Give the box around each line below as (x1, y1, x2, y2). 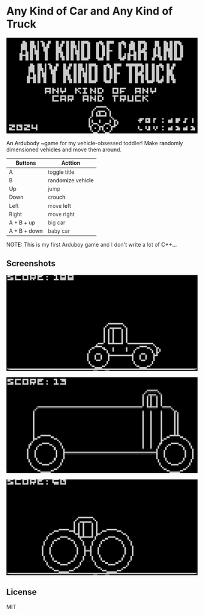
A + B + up (8, 219, 35, 226)
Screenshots (6, 258, 56, 269)
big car (47, 219, 66, 226)
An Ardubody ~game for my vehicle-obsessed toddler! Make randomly (6, 139, 183, 146)
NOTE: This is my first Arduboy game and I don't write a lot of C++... (6, 241, 177, 248)
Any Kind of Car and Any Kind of (6, 4, 173, 18)
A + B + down (8, 227, 43, 235)
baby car (47, 227, 70, 235)
